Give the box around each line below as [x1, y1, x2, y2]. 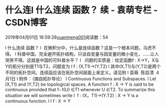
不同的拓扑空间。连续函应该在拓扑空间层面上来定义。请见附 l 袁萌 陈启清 [5, 69, 154, 75]
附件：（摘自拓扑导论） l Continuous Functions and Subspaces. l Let [19, 75, 157, 82]
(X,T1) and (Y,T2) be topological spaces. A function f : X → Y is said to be [5, 81, 154, 87]
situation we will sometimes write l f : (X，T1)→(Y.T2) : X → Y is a [5, 92, 138, 98]
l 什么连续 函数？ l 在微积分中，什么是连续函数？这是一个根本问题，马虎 [5, 45, 152, 51]
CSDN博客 [5, 17, 48, 28]
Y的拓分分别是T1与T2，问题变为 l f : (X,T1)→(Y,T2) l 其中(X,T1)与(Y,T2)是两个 [5, 63, 161, 69]
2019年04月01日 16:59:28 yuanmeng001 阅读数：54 [5, 34, 108, 40]
